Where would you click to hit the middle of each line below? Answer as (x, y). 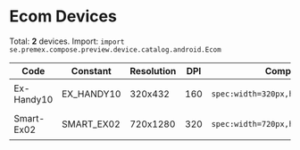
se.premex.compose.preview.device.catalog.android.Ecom (115, 50)
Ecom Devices (63, 17)
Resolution (153, 71)
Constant (91, 71)
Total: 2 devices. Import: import (67, 41)
